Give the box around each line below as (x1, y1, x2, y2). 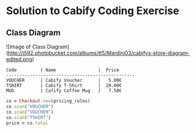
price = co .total (6, 120, 49, 126)
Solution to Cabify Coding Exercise (6, 4, 180, 18)
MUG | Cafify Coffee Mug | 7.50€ (6, 88, 122, 94)
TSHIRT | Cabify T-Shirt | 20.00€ (6, 82, 122, 88)
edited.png (6, 56, 32, 62)
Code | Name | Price (6, 67, 119, 73)
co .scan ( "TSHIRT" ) (6, 114, 51, 120)
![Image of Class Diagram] (6, 43, 69, 50)
